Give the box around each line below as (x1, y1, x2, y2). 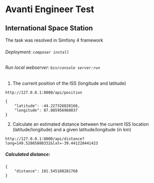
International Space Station (5, 24, 93, 32)
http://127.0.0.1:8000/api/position (5, 90, 82, 95)
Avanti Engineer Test (5, 4, 94, 15)
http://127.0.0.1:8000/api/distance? (5, 136, 85, 141)
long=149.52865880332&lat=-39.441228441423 (5, 140, 98, 145)
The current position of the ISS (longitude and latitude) (12, 80, 126, 86)
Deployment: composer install (5, 49, 69, 55)
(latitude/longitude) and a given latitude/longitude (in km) (12, 126, 131, 132)
